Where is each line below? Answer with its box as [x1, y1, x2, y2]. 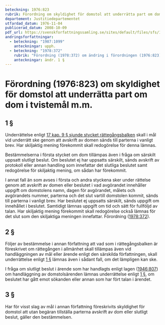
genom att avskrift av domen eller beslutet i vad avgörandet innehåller [5, 182, 147, 188]
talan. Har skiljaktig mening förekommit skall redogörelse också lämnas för [5, 208, 156, 214]
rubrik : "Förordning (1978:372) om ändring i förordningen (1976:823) [14, 53, 162, 58]
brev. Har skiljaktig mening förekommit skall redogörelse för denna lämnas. [5, 142, 157, 148]
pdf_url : [5, 30, 23, 35]
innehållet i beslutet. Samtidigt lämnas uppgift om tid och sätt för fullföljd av [5, 203, 158, 209]
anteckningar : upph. [14, 44, 56, 49]
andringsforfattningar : [5, 35, 54, 40]
